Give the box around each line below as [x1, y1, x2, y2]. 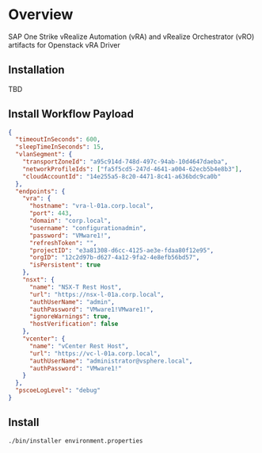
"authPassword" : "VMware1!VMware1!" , [28, 305, 154, 313]
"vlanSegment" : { [15, 151, 73, 159]
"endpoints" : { [15, 187, 66, 195]
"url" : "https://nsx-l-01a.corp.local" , [28, 290, 165, 298]
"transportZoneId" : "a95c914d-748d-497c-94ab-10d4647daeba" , [22, 158, 228, 166]
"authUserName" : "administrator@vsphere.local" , [28, 357, 193, 365]
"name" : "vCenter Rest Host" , [28, 342, 129, 350]
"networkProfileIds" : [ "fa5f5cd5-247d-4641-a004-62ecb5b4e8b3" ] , [22, 165, 243, 173]
